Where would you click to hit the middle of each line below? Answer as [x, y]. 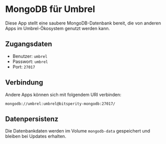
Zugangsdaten [29, 44]
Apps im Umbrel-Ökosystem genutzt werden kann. [58, 28]
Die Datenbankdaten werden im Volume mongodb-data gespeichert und [78, 131]
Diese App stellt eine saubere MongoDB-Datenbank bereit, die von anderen [83, 23]
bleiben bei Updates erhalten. [36, 136]
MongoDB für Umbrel [50, 9]
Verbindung [24, 83]
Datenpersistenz [32, 119]
